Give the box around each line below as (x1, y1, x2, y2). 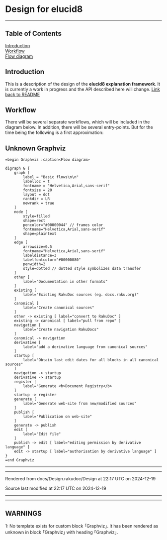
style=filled (23, 214, 50, 219)
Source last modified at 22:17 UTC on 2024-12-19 (5, 485, 106, 491)
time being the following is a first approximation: (5, 129, 104, 135)
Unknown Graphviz (5, 144, 66, 152)
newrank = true (23, 201, 55, 206)
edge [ (14, 240, 28, 245)
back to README (5, 91, 40, 98)
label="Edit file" (23, 432, 61, 436)
